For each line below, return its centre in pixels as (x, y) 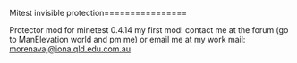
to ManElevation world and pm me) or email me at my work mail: (127, 39)
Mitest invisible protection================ (98, 13)
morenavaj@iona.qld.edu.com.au (70, 49)
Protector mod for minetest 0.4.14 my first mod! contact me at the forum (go (149, 30)
